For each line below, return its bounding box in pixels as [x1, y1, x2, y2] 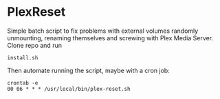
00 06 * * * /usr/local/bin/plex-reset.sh [7, 85, 131, 92]
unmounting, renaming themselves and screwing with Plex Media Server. [7, 33, 214, 42]
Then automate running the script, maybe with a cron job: [7, 66, 170, 74]
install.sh [7, 54, 38, 61]
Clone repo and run [7, 41, 62, 49]
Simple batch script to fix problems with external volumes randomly [7, 27, 199, 35]
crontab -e [7, 79, 38, 86]
